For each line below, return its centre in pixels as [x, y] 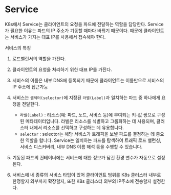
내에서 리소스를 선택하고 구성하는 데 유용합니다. [77, 127]
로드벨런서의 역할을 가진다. [39, 58]
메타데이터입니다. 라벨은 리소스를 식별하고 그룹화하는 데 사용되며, [90, 121]
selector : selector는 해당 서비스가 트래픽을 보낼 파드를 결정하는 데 [87, 134]
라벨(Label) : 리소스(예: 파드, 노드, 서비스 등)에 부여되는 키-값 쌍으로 [88, 115]
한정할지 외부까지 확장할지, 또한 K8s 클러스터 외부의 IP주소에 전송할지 [82, 181]
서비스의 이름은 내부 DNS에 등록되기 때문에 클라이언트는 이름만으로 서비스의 [88, 80]
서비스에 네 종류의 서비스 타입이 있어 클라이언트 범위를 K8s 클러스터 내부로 [87, 175]
